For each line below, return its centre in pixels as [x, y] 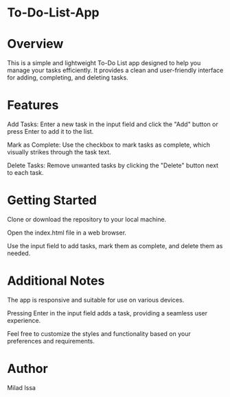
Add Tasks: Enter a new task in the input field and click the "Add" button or [113, 124]
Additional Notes [56, 281]
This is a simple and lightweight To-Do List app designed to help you [104, 63]
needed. [19, 253]
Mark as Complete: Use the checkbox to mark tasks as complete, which [109, 145]
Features [33, 105]
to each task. [25, 173]
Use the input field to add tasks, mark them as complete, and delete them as [115, 246]
